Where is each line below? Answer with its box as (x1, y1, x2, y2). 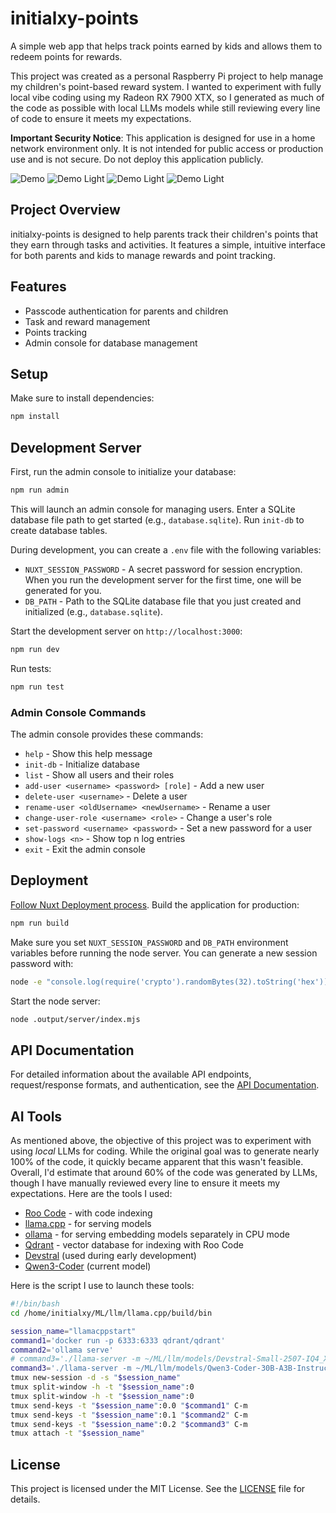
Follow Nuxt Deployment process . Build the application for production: (10, 898, 300, 911)
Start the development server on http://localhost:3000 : (10, 625, 243, 637)
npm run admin (10, 485, 70, 496)
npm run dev (10, 644, 60, 654)
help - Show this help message (24, 747, 153, 759)
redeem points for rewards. (10, 50, 123, 62)
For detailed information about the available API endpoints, (10, 1068, 252, 1081)
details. (10, 1493, 41, 1506)
